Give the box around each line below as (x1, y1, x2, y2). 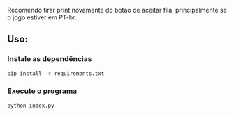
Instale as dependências (7, 54, 92, 64)
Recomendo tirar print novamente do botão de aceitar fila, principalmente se (7, 6, 227, 14)
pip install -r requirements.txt (7, 69, 105, 77)
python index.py (7, 102, 54, 109)
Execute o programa (7, 86, 78, 96)
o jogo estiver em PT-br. (7, 13, 77, 22)
